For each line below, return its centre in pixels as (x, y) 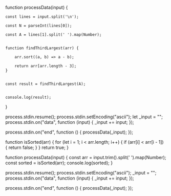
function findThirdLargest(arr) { (42, 48)
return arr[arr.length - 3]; (46, 66)
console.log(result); (28, 97)
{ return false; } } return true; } (37, 147)
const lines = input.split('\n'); (42, 17)
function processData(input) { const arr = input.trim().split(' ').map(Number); (86, 157)
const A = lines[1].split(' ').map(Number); (54, 35)
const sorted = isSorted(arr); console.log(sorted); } (59, 163)
